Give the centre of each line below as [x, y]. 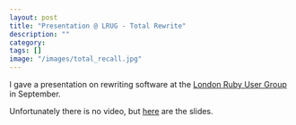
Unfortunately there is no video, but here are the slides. [111, 111]
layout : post [34, 17]
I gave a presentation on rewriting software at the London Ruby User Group [148, 84]
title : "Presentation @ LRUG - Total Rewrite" [98, 26]
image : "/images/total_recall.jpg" [76, 59]
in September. [35, 94]
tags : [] [26, 51]
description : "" [39, 34]
